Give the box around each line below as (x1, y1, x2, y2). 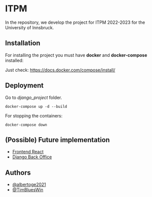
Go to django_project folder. (5, 95, 62, 100)
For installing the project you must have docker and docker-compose (5, 52, 147, 58)
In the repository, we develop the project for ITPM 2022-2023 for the (5, 19, 146, 25)
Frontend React (12, 149, 44, 155)
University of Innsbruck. (5, 24, 54, 30)
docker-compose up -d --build (5, 104, 68, 109)
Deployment (5, 81, 44, 90)
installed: (5, 57, 24, 63)
